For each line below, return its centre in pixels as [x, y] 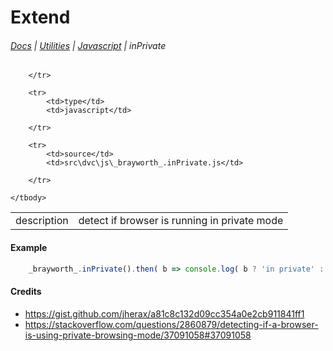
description [42, 221]
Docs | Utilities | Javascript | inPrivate [88, 45]
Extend [40, 17]
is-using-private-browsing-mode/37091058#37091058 [138, 335]
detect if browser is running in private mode [181, 221]
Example [29, 247]
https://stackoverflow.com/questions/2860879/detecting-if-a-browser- [171, 324]
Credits [26, 292]
